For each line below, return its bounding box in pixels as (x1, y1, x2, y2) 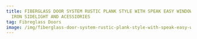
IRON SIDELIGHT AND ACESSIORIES (11, 14, 91, 19)
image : (6, 24, 22, 30)
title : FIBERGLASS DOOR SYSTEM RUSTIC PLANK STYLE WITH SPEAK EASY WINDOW (6, 8, 193, 14)
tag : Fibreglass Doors (6, 19, 62, 25)
